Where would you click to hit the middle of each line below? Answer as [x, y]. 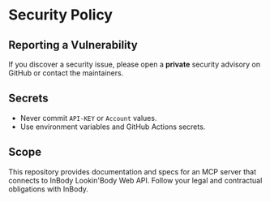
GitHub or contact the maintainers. [66, 73]
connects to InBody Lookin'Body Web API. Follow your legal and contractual [135, 180]
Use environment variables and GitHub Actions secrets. [113, 127]
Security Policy [61, 15]
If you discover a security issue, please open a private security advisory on [135, 64]
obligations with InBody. [49, 189]
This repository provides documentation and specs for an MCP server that [133, 171]
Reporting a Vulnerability [73, 45]
